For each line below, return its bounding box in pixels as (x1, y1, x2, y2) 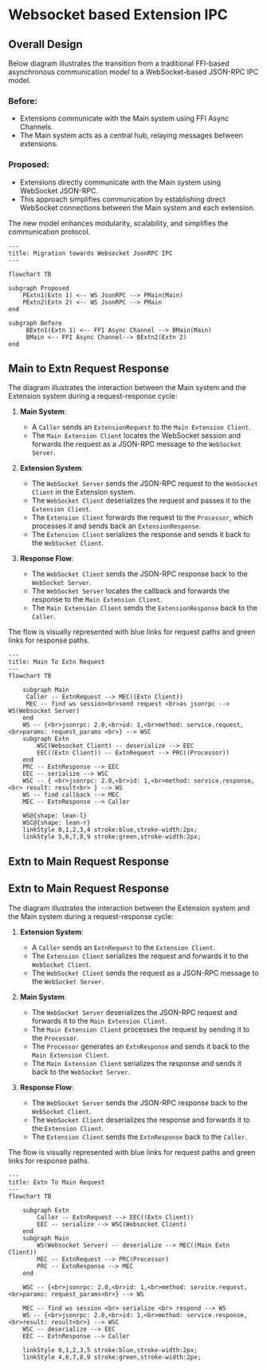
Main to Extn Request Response (8, 361, 170, 375)
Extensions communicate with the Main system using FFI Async (19, 113, 230, 123)
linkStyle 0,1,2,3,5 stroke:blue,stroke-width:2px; (22, 1346, 198, 1354)
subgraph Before (8, 319, 62, 327)
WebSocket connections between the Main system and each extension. (19, 202, 256, 213)
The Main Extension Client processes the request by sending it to (31, 1025, 250, 1034)
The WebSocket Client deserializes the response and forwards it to (31, 1115, 250, 1124)
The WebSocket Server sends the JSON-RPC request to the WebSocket (31, 479, 259, 488)
